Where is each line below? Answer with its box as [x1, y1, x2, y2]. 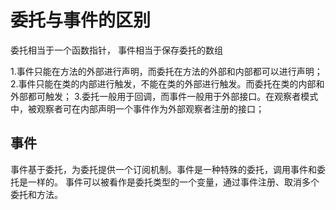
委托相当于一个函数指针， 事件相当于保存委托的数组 [10, 44, 223, 56]
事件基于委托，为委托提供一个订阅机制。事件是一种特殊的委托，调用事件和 [10, 163, 317, 175]
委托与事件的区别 [10, 9, 152, 32]
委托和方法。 [10, 188, 63, 200]
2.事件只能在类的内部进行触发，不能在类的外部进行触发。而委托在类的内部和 [10, 77, 325, 90]
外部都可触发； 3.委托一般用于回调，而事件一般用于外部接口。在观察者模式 [10, 90, 319, 102]
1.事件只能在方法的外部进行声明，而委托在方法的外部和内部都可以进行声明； [10, 65, 323, 77]
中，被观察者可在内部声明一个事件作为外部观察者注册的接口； [10, 102, 265, 115]
